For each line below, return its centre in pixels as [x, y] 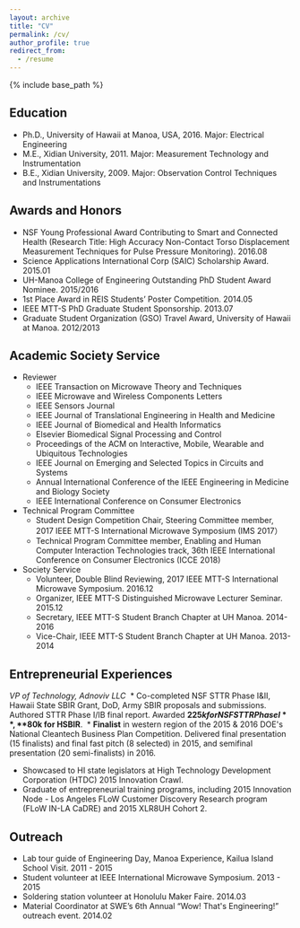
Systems [52, 473]
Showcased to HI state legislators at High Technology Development [146, 770]
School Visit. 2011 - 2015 [67, 868]
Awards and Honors [66, 210]
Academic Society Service [85, 356]
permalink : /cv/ [39, 34]
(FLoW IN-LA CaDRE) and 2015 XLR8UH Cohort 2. [115, 809]
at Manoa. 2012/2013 [61, 328]
